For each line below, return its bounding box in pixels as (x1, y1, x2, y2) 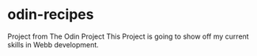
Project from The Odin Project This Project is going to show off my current (7, 32, 250, 41)
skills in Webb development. (7, 39, 100, 49)
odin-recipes (7, 6, 94, 24)
